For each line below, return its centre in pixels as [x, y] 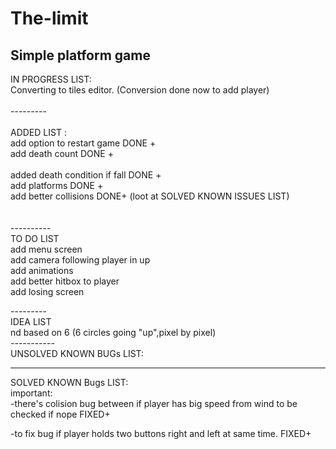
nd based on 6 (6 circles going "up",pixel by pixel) [113, 332]
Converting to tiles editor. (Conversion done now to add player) [140, 90]
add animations [42, 270]
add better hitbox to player [65, 281]
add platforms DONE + [57, 185]
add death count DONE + [62, 153]
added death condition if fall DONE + [86, 175]
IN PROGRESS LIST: [51, 79]
